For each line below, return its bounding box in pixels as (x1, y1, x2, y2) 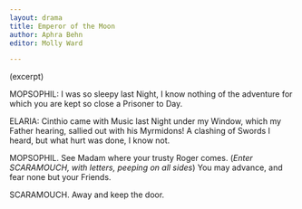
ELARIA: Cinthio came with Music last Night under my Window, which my (9, 116, 282, 127)
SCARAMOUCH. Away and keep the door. (9, 189, 165, 200)
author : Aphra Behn (9, 30, 83, 39)
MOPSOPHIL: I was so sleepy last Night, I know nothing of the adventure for (9, 89, 293, 100)
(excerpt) (9, 71, 44, 82)
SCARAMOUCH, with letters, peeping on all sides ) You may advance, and (9, 162, 283, 173)
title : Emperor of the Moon (9, 22, 116, 31)
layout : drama (9, 13, 63, 23)
